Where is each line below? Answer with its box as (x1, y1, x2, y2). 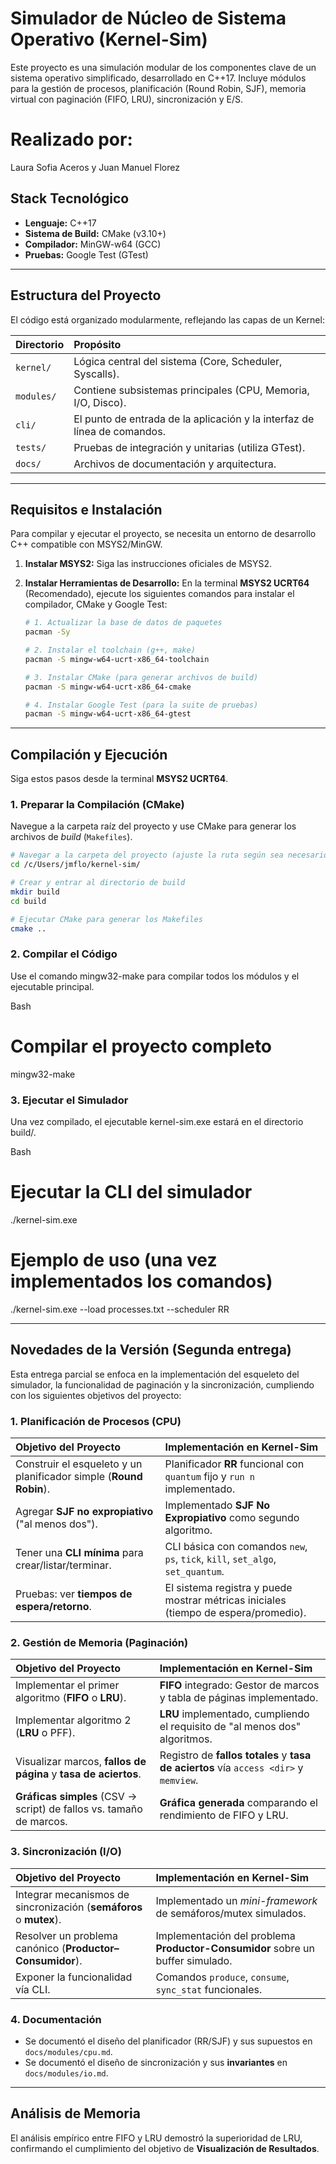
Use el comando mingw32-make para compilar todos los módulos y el (10, 970, 300, 982)
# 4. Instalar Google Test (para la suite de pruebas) (24, 700, 259, 710)
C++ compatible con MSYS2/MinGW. (10, 538, 163, 551)
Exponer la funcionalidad (15, 1970, 133, 1984)
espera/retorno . (15, 1600, 92, 1614)
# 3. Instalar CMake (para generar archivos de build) (24, 672, 259, 682)
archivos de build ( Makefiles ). (10, 831, 133, 843)
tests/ (15, 442, 47, 453)
